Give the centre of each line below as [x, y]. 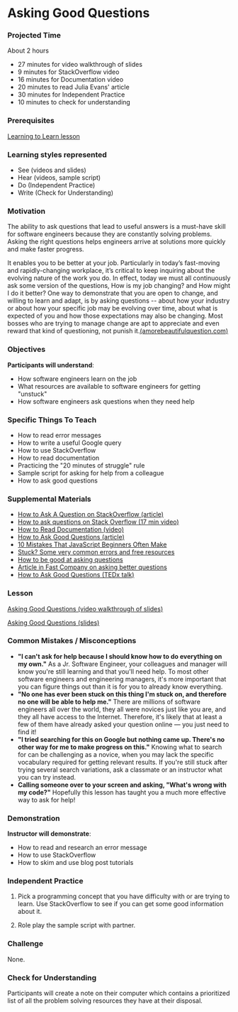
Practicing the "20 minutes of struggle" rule [81, 465]
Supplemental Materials [50, 499]
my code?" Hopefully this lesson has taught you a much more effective [122, 792]
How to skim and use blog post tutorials [75, 863]
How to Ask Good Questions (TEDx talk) [76, 575]
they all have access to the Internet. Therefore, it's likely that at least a [120, 716]
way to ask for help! [46, 800]
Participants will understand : [51, 365]
